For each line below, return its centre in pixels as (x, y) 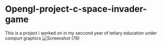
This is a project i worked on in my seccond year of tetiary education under (81, 33)
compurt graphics (23, 38)
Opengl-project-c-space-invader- (76, 9)
